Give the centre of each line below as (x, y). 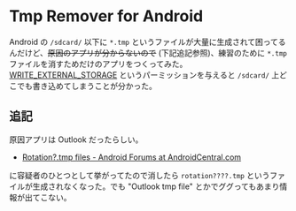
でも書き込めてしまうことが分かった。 (86, 86)
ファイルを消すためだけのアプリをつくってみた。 (98, 64)
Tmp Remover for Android (106, 16)
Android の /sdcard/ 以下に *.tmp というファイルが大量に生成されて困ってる (148, 41)
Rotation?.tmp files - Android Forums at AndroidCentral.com (132, 157)
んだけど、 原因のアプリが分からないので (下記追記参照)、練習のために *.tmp (148, 53)
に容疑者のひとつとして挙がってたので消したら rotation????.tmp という (140, 175)
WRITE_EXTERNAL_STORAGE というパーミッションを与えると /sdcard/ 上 (144, 75)
